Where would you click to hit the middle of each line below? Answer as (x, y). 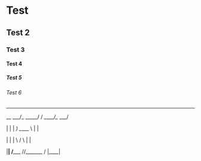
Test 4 (14, 64)
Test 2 (18, 33)
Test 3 (16, 50)
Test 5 (14, 77)
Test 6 (14, 93)
